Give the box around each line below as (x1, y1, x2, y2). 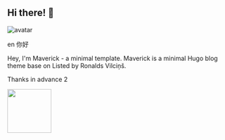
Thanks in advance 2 (7, 75, 68, 83)
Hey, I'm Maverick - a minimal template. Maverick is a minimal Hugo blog (7, 54, 218, 62)
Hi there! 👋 (7, 7, 55, 19)
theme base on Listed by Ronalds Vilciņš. (7, 61, 127, 70)
